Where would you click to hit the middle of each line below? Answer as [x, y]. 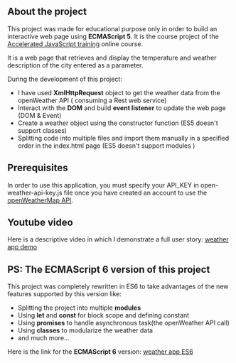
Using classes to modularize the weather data [85, 330]
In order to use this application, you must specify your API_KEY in [103, 185]
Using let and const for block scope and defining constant [103, 315]
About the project [47, 12]
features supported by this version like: [65, 294]
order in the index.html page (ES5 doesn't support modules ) [106, 146]
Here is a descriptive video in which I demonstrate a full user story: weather [118, 239]
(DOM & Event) [39, 115]
